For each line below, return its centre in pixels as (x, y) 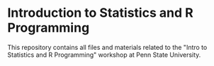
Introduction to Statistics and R (100, 13)
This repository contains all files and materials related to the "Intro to (107, 47)
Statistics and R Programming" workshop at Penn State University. (104, 55)
